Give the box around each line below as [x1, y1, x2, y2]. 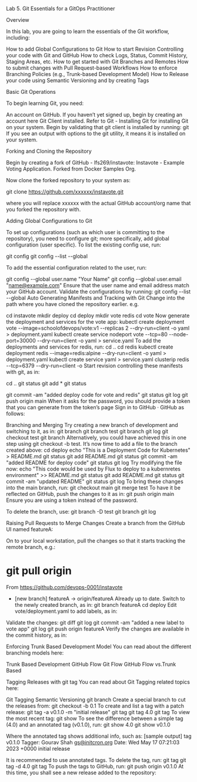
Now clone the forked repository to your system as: [6, 177, 131, 183]
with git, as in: [6, 369, 40, 375]
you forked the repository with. [6, 206, 81, 213]
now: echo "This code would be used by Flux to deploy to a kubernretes [6, 465, 181, 472]
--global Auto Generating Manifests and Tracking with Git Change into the [6, 294, 185, 301]
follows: [6, 410, 25, 417]
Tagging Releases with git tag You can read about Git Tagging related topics [6, 678, 190, 685]
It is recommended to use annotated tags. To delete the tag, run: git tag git [6, 756, 186, 763]
